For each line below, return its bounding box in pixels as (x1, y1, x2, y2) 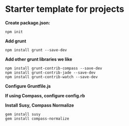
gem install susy (5, 112, 41, 117)
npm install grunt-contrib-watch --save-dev (5, 74, 98, 80)
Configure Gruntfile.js (5, 83, 51, 89)
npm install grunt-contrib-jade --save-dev (5, 70, 96, 75)
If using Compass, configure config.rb (5, 92, 85, 98)
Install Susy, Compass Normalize (5, 102, 74, 108)
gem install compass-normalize (5, 116, 69, 121)
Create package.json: (5, 20, 51, 26)
